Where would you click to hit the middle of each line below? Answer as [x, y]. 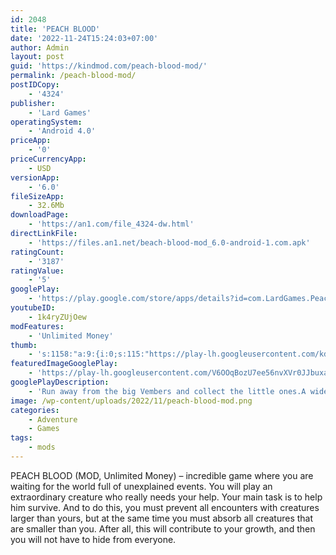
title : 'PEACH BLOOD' [55, 29]
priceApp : [31, 141]
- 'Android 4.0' [62, 131]
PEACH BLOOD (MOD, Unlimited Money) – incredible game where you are [162, 475]
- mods [42, 447]
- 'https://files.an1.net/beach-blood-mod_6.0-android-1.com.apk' [169, 242]
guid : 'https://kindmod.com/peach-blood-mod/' [109, 66]
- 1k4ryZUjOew [57, 317]
